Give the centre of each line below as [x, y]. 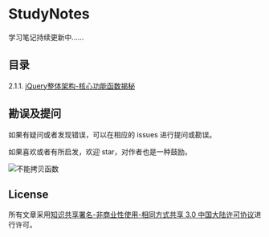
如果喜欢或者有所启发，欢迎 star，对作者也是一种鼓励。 [100, 151]
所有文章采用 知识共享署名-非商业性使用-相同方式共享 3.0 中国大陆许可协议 [131, 215]
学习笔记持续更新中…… [46, 37]
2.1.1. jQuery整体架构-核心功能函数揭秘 [71, 86]
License [29, 194]
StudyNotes [49, 14]
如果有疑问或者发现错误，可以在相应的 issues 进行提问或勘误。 [112, 134]
